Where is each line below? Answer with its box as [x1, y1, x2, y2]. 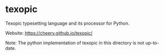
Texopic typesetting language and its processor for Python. [5, 20, 130, 26]
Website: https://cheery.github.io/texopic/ [5, 30, 93, 36]
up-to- [145, 39, 159, 46]
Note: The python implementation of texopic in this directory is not [5, 39, 145, 46]
